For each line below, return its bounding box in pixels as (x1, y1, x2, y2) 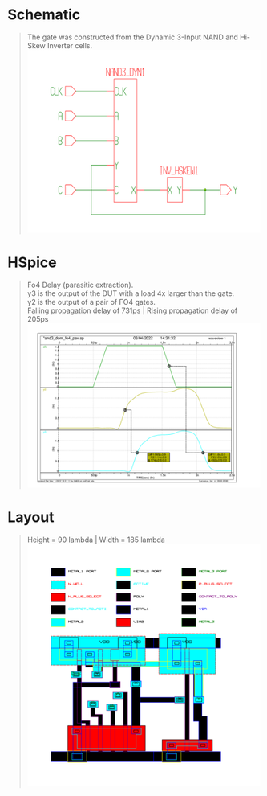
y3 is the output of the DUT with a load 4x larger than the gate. (26, 288, 235, 298)
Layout (7, 508, 55, 527)
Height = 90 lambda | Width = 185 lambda (26, 535, 165, 544)
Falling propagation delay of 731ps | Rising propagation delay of (26, 306, 238, 315)
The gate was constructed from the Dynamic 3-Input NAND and (26, 32, 238, 42)
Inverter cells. (47, 40, 93, 50)
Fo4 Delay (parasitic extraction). (26, 280, 134, 289)
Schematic (7, 6, 81, 24)
